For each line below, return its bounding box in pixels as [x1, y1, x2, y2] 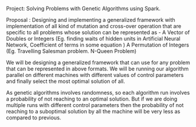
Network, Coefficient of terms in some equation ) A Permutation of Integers [6, 41, 190, 48]
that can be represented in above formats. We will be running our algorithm [6, 65, 189, 72]
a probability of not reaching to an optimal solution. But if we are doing [6, 95, 178, 102]
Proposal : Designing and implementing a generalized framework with [6, 16, 175, 23]
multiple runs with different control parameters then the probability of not [6, 102, 184, 108]
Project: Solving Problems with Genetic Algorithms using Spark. [6, 5, 161, 12]
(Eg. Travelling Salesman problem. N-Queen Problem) [6, 48, 137, 55]
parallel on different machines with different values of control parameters [6, 72, 184, 78]
